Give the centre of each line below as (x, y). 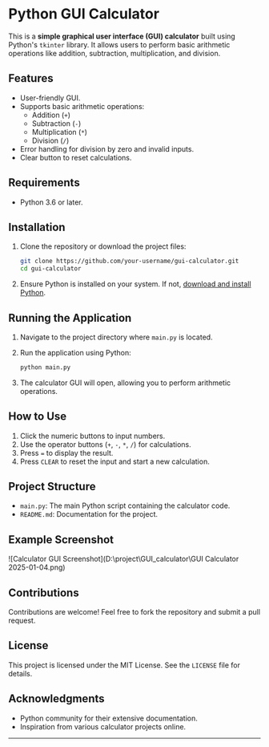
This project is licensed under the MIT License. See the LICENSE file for (124, 665)
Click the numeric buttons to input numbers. (92, 436)
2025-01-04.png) (37, 567)
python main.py (45, 367)
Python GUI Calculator (84, 14)
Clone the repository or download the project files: (103, 246)
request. (22, 621)
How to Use (38, 417)
